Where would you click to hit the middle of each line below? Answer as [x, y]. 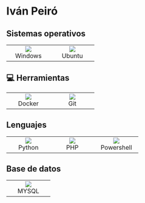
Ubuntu [72, 56]
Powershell [116, 147]
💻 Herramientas [38, 78]
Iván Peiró [32, 11]
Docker [29, 103]
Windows [28, 56]
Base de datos [34, 169]
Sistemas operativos [46, 34]
